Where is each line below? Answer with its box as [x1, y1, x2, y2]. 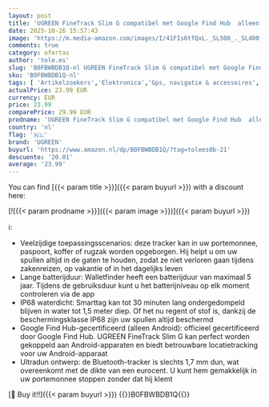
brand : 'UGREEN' [8, 138, 62, 146]
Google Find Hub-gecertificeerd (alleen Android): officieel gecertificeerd [19, 323, 259, 333]
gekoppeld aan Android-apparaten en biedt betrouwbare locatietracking [19, 341, 259, 350]
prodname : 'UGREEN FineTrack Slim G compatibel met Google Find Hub [8, 116, 242, 124]
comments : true [8, 42, 59, 50]
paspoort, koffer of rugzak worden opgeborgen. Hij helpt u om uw [19, 247, 238, 257]
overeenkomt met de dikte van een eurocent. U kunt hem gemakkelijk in [19, 365, 258, 376]
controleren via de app [19, 289, 95, 299]
